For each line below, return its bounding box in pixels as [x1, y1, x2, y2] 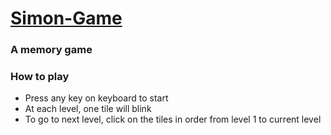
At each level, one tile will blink [24, 103, 152, 115]
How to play [10, 70, 70, 84]
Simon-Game [10, 7, 123, 30]
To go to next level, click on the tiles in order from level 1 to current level [24, 113, 322, 126]
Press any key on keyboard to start [24, 92, 169, 104]
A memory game [10, 43, 93, 57]
